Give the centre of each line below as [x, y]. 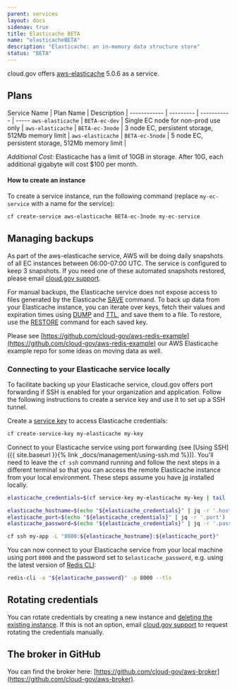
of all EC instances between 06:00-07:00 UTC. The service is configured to [117, 263]
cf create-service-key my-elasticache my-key [75, 433]
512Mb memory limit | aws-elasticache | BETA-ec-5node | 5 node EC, [105, 135]
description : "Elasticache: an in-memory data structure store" [104, 47]
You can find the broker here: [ [52, 671]
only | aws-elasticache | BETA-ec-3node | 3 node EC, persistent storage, [110, 127]
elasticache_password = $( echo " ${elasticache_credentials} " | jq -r [109, 524]
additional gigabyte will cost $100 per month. [73, 164]
